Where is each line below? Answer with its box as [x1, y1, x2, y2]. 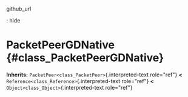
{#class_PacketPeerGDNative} [6, 51, 164, 65]
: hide [6, 17, 21, 24]
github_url [6, 5, 32, 12]
